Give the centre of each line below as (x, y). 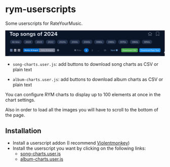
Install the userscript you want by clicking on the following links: (79, 148)
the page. (15, 115)
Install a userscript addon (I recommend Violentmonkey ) (71, 143)
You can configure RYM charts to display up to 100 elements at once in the (83, 94)
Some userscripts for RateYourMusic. (44, 23)
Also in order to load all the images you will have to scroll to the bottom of (82, 109)
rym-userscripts (41, 9)
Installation (23, 131)
